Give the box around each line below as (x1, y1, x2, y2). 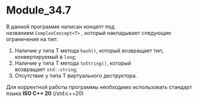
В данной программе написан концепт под (6, 23, 115, 30)
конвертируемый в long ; (14, 53, 77, 60)
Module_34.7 (6, 4, 72, 17)
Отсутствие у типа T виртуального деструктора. (14, 72, 137, 79)
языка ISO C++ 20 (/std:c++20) (6, 90, 84, 97)
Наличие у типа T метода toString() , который (14, 60, 131, 67)
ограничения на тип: (6, 35, 58, 42)
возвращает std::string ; (14, 65, 78, 73)
